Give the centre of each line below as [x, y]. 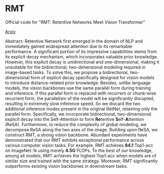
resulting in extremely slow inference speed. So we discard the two [73, 103]
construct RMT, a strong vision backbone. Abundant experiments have [76, 135]
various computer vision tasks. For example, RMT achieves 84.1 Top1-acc [79, 145]
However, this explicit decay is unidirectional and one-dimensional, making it [82, 62]
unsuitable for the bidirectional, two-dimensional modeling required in [75, 67]
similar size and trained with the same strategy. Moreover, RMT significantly [82, 161]
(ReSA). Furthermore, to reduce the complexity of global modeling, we [76, 124]
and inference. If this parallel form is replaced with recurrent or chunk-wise [81, 93]
